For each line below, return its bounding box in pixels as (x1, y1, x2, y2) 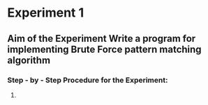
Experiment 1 (7, 5, 84, 21)
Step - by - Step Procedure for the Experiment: (7, 75, 168, 85)
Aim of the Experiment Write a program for (7, 33, 196, 45)
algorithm (7, 54, 51, 66)
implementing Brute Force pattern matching (7, 43, 202, 55)
